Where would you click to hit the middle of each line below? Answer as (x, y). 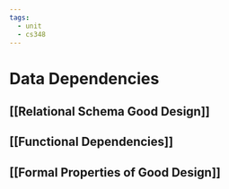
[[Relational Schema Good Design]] (110, 112)
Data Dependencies (84, 78)
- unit (30, 26)
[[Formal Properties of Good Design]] (115, 172)
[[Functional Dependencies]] (91, 142)
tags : (19, 17)
